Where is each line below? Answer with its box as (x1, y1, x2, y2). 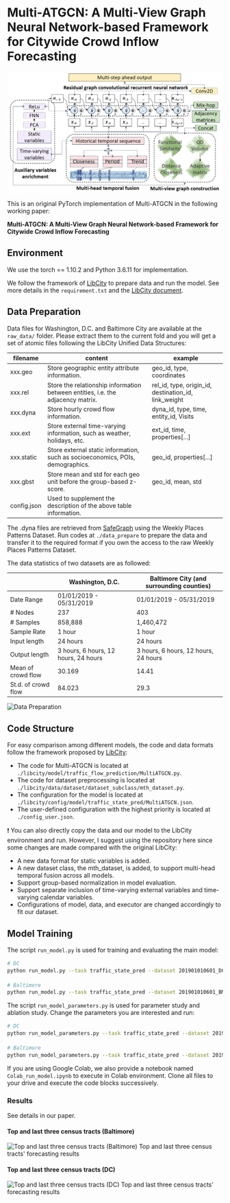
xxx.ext (10, 429, 31, 437)
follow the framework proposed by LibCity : (7, 748, 128, 756)
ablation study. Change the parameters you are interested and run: (7, 1009, 195, 1017)
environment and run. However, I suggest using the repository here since (7, 836, 213, 845)
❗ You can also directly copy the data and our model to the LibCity (7, 826, 192, 834)
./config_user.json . (16, 813, 75, 821)
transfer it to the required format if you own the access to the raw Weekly (7, 539, 214, 547)
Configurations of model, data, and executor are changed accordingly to (16, 900, 221, 909)
